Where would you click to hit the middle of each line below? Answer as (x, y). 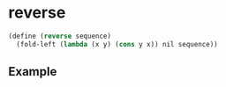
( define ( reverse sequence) (60, 36)
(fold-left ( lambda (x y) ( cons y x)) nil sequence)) (117, 44)
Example (33, 72)
